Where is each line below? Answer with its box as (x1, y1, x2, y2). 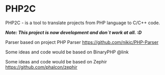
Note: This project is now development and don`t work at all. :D (5, 29, 142, 35)
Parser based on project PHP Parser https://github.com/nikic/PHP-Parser (5, 39, 159, 45)
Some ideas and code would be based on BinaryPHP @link (5, 49, 129, 55)
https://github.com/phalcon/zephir (5, 64, 77, 70)
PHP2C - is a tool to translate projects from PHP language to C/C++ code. (5, 20, 160, 26)
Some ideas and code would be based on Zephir (5, 58, 107, 64)
